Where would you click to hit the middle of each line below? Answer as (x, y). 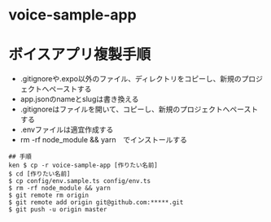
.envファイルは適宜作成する (67, 130)
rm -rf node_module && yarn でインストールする (103, 140)
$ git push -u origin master (58, 210)
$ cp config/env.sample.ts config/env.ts (80, 181)
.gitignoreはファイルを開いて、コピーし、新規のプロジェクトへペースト (139, 109)
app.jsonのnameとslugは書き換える (80, 99)
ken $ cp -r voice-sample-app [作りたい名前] (83, 165)
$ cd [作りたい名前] (39, 174)
